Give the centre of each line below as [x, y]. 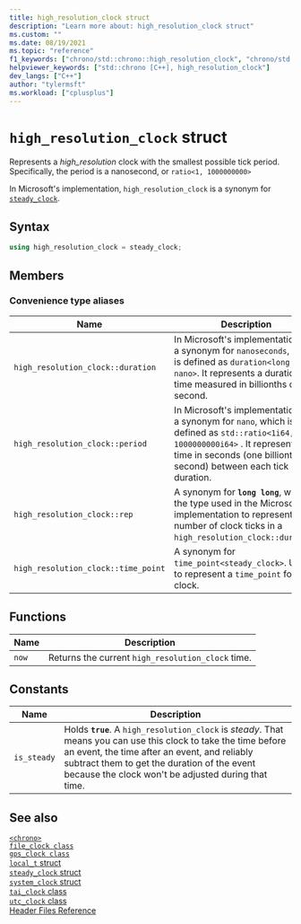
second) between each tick [232, 466]
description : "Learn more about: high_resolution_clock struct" [132, 26]
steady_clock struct [45, 873]
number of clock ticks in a [228, 525]
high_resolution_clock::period [81, 444]
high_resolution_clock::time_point [90, 568]
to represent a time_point [228, 574]
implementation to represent [233, 515]
